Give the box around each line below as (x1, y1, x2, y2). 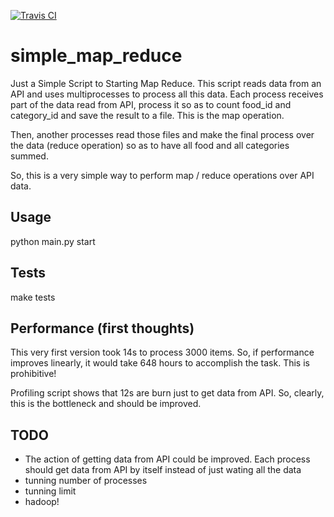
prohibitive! (10, 368, 57, 380)
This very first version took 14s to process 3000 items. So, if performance (10, 346, 315, 359)
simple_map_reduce (10, 45, 183, 67)
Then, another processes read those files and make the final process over (10, 128, 315, 140)
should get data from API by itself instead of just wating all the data (24, 464, 302, 476)
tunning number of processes (24, 475, 148, 487)
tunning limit (24, 485, 77, 497)
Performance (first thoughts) (10, 320, 195, 337)
